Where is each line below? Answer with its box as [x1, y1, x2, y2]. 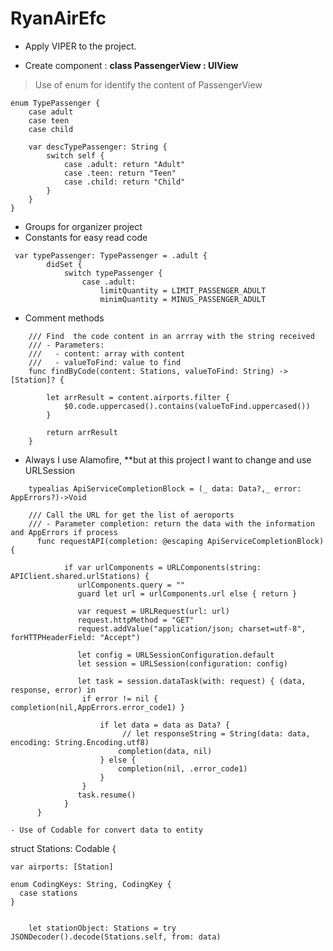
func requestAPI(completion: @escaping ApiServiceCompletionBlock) [36, 536, 325, 546]
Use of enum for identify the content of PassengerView [34, 78, 263, 91]
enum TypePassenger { [10, 98, 101, 108]
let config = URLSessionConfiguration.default [77, 650, 275, 660]
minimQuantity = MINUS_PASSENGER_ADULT [99, 294, 267, 304]
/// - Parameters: [28, 340, 105, 350]
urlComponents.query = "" [77, 580, 186, 590]
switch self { [46, 150, 105, 161]
